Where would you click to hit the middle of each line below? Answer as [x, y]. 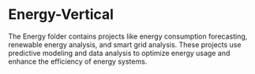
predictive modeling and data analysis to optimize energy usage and [119, 53]
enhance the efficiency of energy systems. [78, 61]
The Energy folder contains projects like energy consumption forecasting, [128, 36]
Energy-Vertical [61, 15]
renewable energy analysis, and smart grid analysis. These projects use [125, 44]
